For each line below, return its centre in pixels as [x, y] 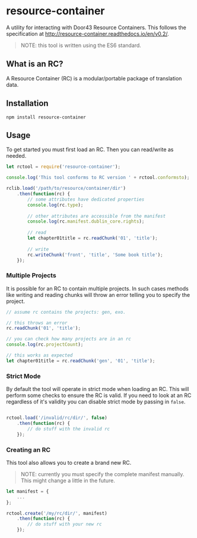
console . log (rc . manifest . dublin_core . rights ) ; [86, 221]
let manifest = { [28, 491]
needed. [16, 156]
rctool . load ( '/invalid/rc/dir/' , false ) [57, 418]
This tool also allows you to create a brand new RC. [69, 462]
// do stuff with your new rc [65, 524]
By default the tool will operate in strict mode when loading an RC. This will [98, 389]
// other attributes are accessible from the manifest [97, 216]
